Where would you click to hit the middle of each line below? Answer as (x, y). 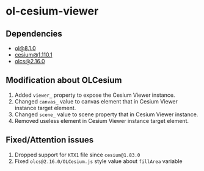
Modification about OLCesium (64, 80)
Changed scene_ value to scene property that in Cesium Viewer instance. (106, 114)
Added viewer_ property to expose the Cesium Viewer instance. (95, 95)
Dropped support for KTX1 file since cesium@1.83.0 (77, 155)
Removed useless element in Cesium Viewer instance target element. (101, 120)
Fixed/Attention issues (50, 140)
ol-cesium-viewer (52, 11)
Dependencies (34, 34)
